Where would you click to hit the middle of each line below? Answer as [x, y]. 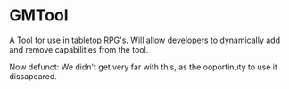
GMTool [39, 16]
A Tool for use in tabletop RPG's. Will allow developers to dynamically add [145, 40]
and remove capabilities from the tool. [79, 49]
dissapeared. [33, 76]
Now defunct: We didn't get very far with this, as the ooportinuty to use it [144, 67]
